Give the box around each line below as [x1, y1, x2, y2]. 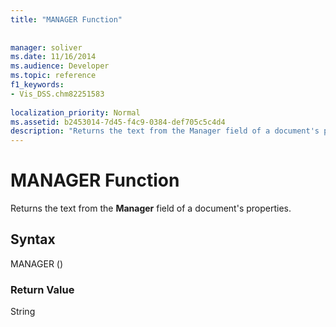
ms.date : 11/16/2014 [10, 52, 97, 62]
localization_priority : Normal [10, 107, 141, 118]
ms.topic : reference [10, 71, 97, 81]
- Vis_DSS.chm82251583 [10, 89, 105, 99]
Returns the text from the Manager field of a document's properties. [10, 202, 292, 215]
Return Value [10, 282, 75, 296]
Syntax [10, 231, 56, 248]
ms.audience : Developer [10, 61, 110, 71]
